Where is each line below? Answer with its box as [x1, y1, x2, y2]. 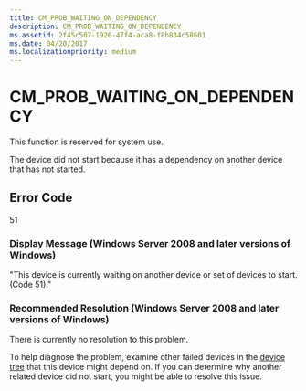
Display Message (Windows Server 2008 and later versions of [9, 237, 290, 249]
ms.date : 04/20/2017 [9, 38, 89, 48]
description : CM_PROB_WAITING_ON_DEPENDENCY [9, 22, 182, 31]
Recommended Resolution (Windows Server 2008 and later [9, 302, 280, 315]
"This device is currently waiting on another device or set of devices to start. [9, 269, 298, 280]
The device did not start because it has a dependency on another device [9, 154, 283, 165]
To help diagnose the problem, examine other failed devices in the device [9, 352, 286, 363]
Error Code [9, 190, 73, 206]
